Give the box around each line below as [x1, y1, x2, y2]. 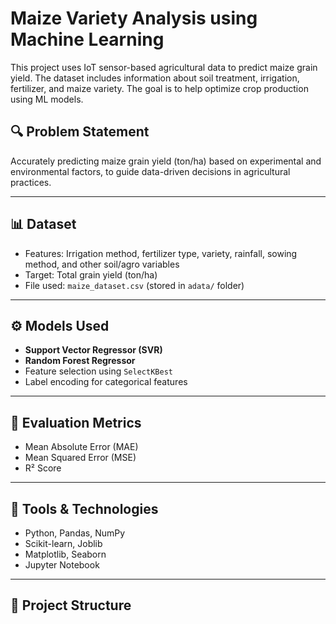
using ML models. [10, 93, 84, 105]
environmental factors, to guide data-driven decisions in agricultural [10, 165, 291, 177]
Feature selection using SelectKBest [24, 365, 173, 377]
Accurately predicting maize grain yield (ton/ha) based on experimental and [10, 155, 322, 167]
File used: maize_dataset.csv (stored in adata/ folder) [24, 279, 245, 291]
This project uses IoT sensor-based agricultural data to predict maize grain [10, 61, 318, 73]
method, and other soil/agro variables [24, 258, 180, 270]
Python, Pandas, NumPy [24, 527, 126, 539]
